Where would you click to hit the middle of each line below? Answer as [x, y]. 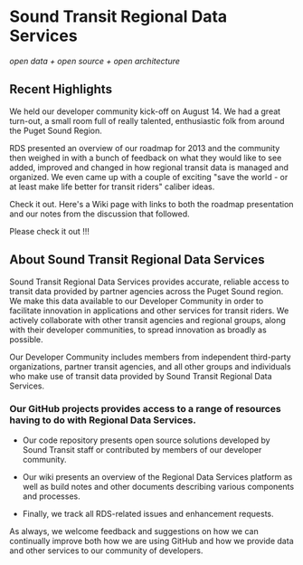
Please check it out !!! [50, 231]
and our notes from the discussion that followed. [99, 214]
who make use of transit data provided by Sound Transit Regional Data [141, 376]
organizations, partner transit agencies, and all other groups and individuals [150, 366]
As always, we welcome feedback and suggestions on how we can [134, 531]
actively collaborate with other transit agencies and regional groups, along [148, 320]
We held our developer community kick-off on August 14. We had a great [145, 111]
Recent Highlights [61, 89]
